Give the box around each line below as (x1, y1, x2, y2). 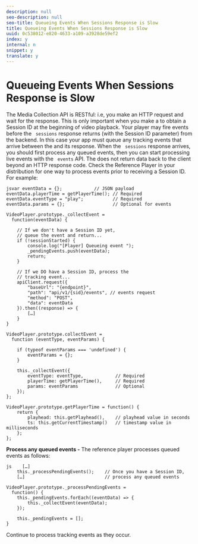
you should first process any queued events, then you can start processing (6, 149, 190, 156)
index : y (6, 36, 28, 42)
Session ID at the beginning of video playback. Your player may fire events (6, 123, 189, 131)
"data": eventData (27, 300, 73, 306)
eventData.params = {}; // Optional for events (6, 201, 171, 207)
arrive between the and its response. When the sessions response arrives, (6, 142, 191, 149)
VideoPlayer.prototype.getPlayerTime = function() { (6, 404, 140, 410)
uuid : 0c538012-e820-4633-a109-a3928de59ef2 (6, 31, 118, 37)
